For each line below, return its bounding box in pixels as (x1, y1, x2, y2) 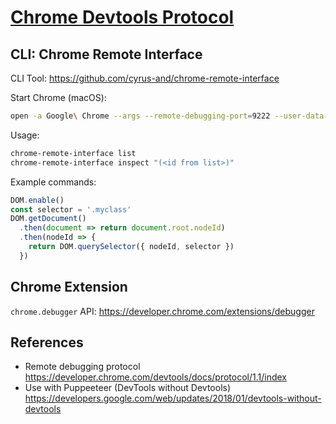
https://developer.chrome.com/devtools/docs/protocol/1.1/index (24, 371, 287, 383)
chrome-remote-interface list (10, 148, 137, 158)
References (10, 334, 84, 351)
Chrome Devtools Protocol (10, 6, 235, 29)
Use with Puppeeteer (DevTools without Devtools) (24, 382, 232, 394)
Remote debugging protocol (24, 361, 141, 373)
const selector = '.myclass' (10, 204, 132, 215)
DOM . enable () (10, 195, 65, 205)
